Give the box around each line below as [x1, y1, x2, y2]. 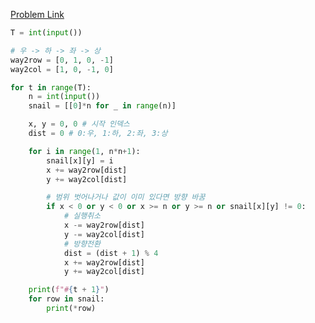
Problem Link [10, 9, 65, 20]
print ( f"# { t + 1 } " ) [28, 285, 110, 295]
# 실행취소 [63, 211, 101, 221]
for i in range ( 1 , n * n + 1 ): [28, 146, 141, 156]
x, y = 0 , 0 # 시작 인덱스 [28, 119, 130, 129]
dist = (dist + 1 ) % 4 [63, 248, 159, 258]
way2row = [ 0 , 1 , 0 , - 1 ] [10, 55, 114, 65]
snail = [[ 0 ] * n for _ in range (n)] [28, 101, 177, 111]
